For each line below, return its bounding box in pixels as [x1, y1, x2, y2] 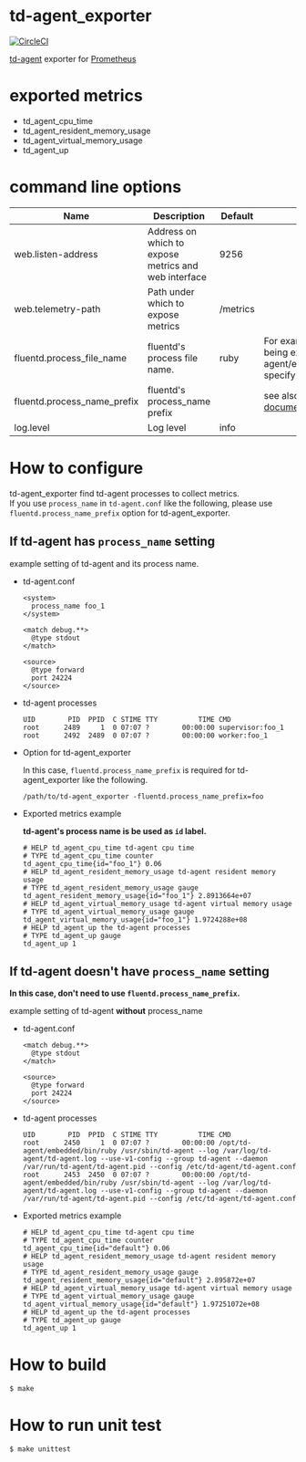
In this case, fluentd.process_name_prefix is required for [22, 764, 236, 776]
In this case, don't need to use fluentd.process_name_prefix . [9, 987, 240, 999]
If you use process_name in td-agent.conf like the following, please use [9, 497, 273, 508]
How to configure [9, 458, 144, 478]
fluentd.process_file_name [14, 351, 127, 364]
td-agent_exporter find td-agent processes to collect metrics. [9, 487, 240, 498]
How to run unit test [9, 1415, 162, 1436]
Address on [147, 225, 198, 237]
